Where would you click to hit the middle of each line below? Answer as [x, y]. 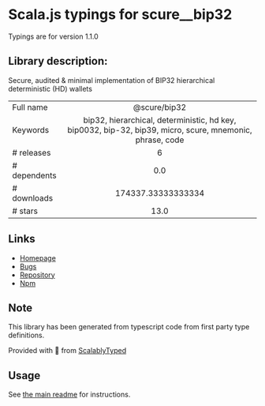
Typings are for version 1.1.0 [53, 36]
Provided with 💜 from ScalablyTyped [67, 351]
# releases [32, 152]
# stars [25, 211]
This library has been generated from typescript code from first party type [129, 327]
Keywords [31, 130]
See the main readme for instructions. [69, 395]
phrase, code [160, 140]
